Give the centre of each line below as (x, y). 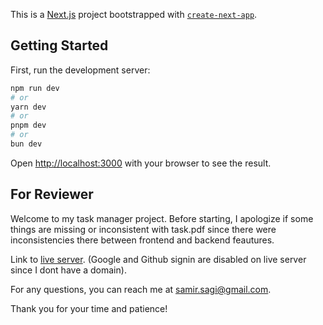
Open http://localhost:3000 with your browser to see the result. (141, 163)
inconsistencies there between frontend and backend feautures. (142, 240)
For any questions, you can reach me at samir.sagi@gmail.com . (141, 289)
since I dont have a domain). (68, 270)
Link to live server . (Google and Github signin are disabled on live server (158, 259)
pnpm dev (28, 125)
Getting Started (59, 45)
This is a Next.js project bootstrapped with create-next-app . (134, 14)
